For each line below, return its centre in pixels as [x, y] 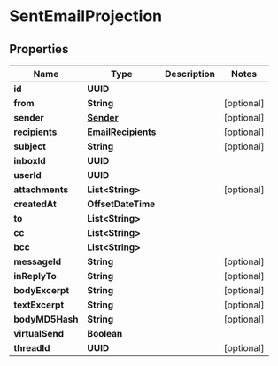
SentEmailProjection [85, 16]
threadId [32, 348]
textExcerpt [39, 305]
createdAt [35, 204]
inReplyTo [35, 276]
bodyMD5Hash [46, 319]
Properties [39, 49]
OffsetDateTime [121, 204]
